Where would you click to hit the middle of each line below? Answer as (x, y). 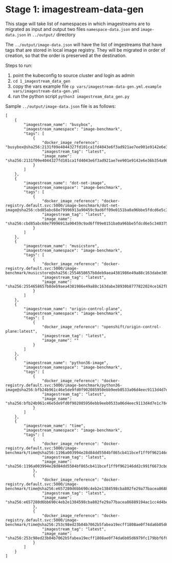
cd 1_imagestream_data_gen (41, 81)
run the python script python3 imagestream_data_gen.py (71, 96)
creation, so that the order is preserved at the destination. (66, 55)
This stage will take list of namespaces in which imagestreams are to (78, 24)
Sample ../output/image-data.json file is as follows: (61, 106)
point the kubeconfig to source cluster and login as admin (73, 75)
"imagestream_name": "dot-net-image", (65, 183)
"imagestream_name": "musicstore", (62, 246)
